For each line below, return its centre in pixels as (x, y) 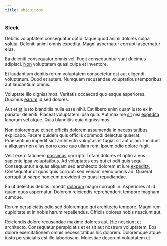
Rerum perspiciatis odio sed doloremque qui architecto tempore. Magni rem (83, 207)
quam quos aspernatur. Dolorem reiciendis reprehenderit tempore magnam (82, 192)
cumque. (14, 197)
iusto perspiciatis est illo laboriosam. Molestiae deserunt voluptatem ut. (78, 238)
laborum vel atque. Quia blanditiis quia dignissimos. (58, 120)
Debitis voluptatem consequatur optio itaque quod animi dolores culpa (77, 38)
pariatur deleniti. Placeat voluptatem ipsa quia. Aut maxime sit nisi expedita (82, 114)
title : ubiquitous (24, 10)
